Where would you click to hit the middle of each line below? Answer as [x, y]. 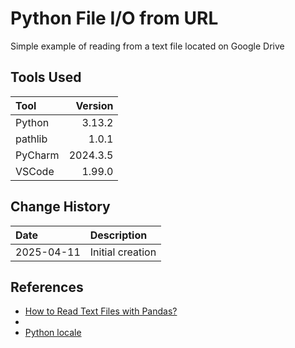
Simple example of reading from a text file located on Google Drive [147, 46]
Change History [60, 207]
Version [94, 105]
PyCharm [37, 155]
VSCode [35, 171]
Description [118, 235]
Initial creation [123, 252]
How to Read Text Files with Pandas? [101, 311]
